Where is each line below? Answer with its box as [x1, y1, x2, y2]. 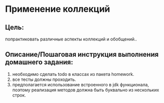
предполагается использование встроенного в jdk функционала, [12, 81, 149, 87]
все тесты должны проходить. [12, 76, 76, 82]
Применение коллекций [5, 3, 110, 15]
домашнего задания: [5, 58, 73, 67]
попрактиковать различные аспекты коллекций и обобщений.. [5, 36, 137, 42]
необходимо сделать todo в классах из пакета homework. [12, 71, 134, 77]
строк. [12, 92, 26, 98]
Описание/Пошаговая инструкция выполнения [5, 50, 159, 59]
